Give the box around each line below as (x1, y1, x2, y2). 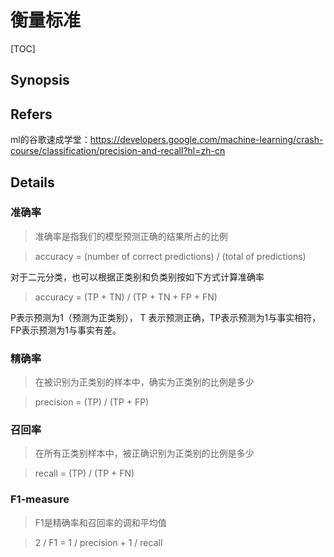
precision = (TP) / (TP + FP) (34, 396, 150, 408)
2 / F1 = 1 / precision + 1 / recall (34, 536, 163, 548)
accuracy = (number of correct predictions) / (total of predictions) (34, 250, 307, 262)
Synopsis (10, 72, 70, 89)
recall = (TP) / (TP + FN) (34, 467, 135, 480)
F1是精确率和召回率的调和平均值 (34, 516, 167, 528)
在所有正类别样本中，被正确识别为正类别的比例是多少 (34, 447, 255, 460)
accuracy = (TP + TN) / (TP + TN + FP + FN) (34, 291, 218, 303)
